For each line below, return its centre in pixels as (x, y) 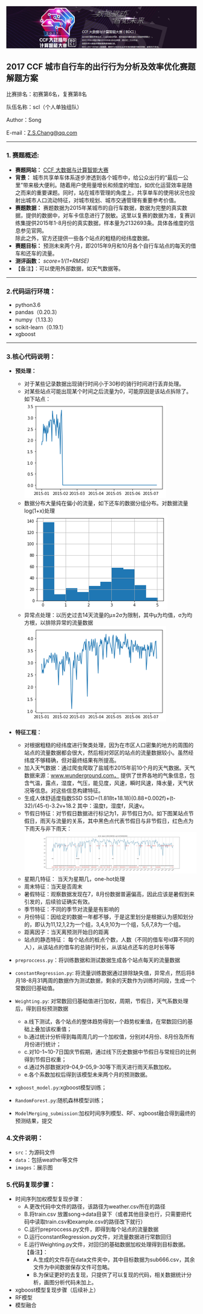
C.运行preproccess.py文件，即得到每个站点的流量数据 (91, 1229)
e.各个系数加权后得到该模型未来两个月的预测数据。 (87, 1074)
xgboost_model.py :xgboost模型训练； (61, 1087)
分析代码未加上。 (76, 1282)
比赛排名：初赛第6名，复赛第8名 (47, 94)
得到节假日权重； (45, 1059)
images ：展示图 (34, 1167)
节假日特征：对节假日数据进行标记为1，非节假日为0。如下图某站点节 (109, 814)
